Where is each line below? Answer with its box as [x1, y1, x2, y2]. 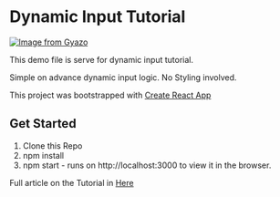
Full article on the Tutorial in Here [9, 177, 134, 188]
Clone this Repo [22, 140, 83, 151]
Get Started [9, 116, 77, 131]
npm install [22, 150, 65, 161]
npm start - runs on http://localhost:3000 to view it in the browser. [22, 160, 272, 171]
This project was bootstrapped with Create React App [9, 89, 212, 100]
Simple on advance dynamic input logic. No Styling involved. [9, 71, 237, 83]
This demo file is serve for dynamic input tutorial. [9, 54, 194, 65]
